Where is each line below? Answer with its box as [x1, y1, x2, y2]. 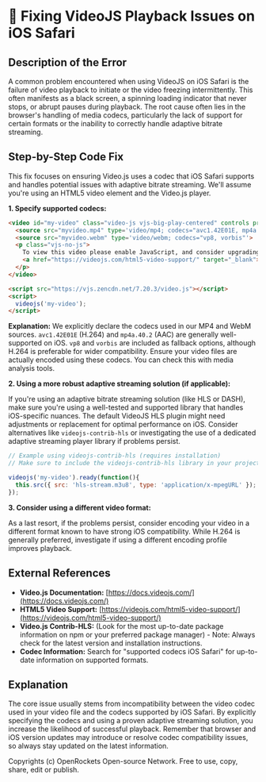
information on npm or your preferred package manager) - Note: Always [19, 630, 256, 639]
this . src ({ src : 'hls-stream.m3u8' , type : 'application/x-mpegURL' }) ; [15, 480, 257, 489]
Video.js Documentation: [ [19, 587, 109, 597]
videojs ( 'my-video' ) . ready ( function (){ [8, 474, 140, 482]
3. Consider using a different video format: [8, 503, 152, 512]
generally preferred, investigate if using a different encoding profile [8, 535, 227, 545]
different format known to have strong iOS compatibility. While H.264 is [8, 526, 241, 536]
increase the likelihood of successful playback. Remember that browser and [8, 724, 256, 734]
